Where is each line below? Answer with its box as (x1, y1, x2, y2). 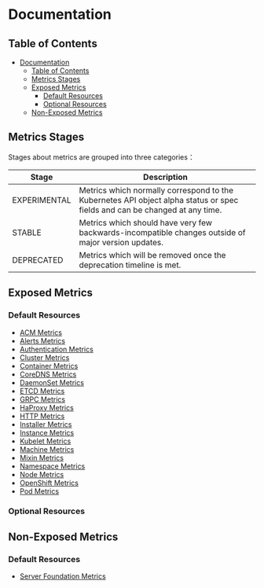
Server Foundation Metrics (19, 571, 106, 581)
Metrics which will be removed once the (79, 249, 226, 260)
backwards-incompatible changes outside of (79, 226, 246, 237)
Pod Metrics (19, 486, 60, 496)
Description (142, 171, 189, 182)
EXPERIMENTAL (12, 194, 72, 205)
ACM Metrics (19, 328, 63, 337)
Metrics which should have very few (79, 217, 213, 228)
